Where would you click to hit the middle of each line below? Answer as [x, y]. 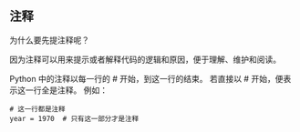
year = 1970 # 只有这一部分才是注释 [74, 118]
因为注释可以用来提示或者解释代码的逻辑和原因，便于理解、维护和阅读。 [145, 59]
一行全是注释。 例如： [66, 90]
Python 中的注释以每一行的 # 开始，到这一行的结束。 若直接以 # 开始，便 [146, 78]
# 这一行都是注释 [37, 109]
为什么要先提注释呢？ [49, 40]
